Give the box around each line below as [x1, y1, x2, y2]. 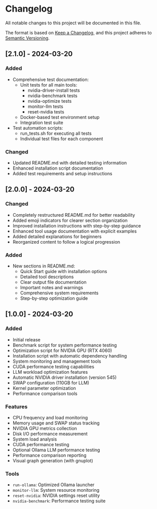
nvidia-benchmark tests [27, 92, 77, 99]
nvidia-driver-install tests [27, 87, 80, 93]
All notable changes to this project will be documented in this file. [5, 20, 142, 26]
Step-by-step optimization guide [20, 295, 88, 301]
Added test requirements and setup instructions [12, 170, 112, 176]
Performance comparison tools [12, 390, 77, 397]
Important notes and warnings [20, 284, 84, 290]
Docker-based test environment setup [20, 114, 100, 120]
